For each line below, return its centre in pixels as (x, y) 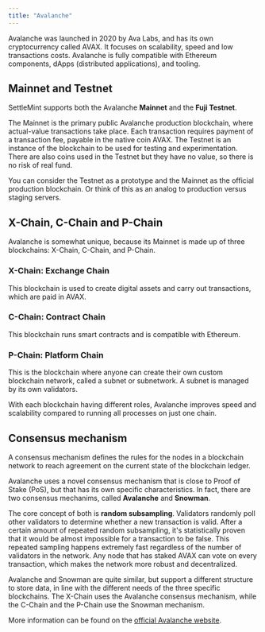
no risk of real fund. (40, 165)
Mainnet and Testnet (60, 89)
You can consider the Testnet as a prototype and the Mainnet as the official (131, 180)
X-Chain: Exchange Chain (59, 271)
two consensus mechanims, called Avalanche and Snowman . (109, 498)
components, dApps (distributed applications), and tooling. (104, 64)
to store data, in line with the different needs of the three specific (114, 587)
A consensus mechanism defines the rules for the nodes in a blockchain (126, 457)
